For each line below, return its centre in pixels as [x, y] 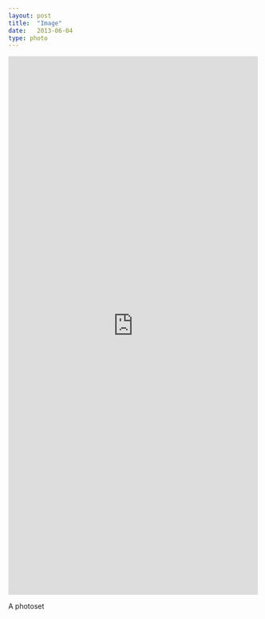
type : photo [28, 38]
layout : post [30, 16]
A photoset [26, 606]
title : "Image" [35, 23]
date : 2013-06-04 [41, 30]
